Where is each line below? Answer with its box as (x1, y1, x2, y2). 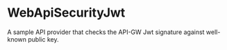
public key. (27, 35, 59, 43)
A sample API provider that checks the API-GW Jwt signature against (7, 28, 205, 36)
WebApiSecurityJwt (7, 5, 126, 21)
